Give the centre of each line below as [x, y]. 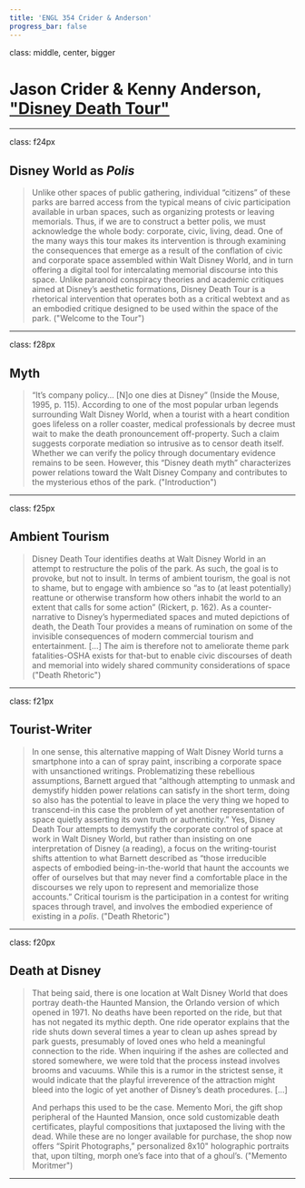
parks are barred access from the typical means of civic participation [161, 202]
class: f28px [33, 345]
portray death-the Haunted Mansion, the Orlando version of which [155, 1002]
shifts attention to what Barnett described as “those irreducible [149, 858]
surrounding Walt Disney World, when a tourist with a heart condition [161, 414]
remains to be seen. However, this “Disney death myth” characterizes [161, 463]
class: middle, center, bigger [63, 52]
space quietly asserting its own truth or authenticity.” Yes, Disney [153, 819]
